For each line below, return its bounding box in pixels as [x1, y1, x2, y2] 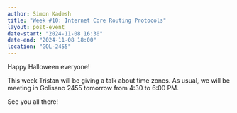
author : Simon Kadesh [7, 10, 72, 18]
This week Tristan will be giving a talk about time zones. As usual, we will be [7, 76, 231, 85]
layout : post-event [7, 23, 65, 30]
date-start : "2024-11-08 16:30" [7, 30, 103, 37]
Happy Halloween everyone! [7, 63, 90, 71]
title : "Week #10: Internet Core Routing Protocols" [7, 17, 167, 24]
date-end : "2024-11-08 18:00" [7, 37, 97, 44]
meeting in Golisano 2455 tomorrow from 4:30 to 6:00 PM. [7, 84, 179, 92]
